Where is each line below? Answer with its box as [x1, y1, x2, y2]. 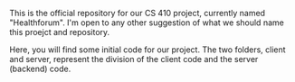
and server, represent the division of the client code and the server [9, 54, 259, 64]
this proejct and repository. [9, 27, 110, 37]
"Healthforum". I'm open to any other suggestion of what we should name [9, 17, 285, 28]
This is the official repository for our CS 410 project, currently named [9, 8, 265, 18]
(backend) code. [9, 63, 71, 74]
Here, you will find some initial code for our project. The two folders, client [9, 44, 287, 55]
